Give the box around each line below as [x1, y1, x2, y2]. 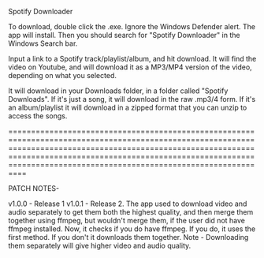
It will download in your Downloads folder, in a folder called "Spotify [8, 86, 229, 95]
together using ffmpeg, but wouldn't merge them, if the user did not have [8, 216, 246, 225]
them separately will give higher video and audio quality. [8, 241, 191, 250]
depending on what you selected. [8, 71, 117, 80]
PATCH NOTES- [8, 184, 60, 193]
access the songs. [8, 111, 68, 121]
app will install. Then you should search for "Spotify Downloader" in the [8, 31, 240, 39]
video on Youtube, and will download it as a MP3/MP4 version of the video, [8, 62, 252, 72]
